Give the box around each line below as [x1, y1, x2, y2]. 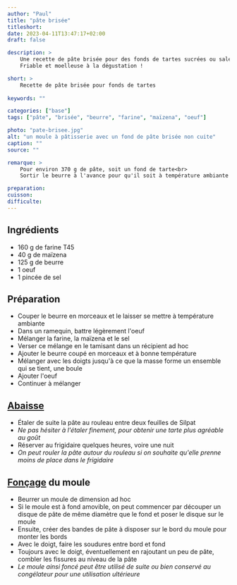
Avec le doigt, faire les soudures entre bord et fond [17, 540, 166, 548]
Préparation [7, 293, 61, 305]
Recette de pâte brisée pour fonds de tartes [20, 82, 157, 89]
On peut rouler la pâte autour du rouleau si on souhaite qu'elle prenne [17, 448, 221, 457]
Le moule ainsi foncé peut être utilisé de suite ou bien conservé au [17, 562, 212, 571]
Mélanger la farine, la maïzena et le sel [17, 334, 130, 343]
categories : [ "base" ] [7, 107, 71, 115]
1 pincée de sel [17, 273, 61, 281]
